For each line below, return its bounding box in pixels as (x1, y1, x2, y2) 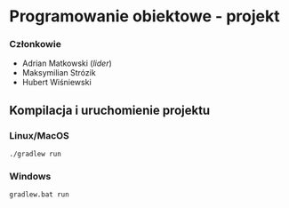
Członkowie (9, 38, 62, 51)
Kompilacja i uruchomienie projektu (9, 102, 211, 117)
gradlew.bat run (9, 190, 69, 199)
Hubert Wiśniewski (21, 77, 92, 88)
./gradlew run (9, 149, 62, 159)
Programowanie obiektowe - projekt (9, 6, 280, 27)
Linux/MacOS (9, 129, 69, 141)
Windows (9, 171, 52, 183)
